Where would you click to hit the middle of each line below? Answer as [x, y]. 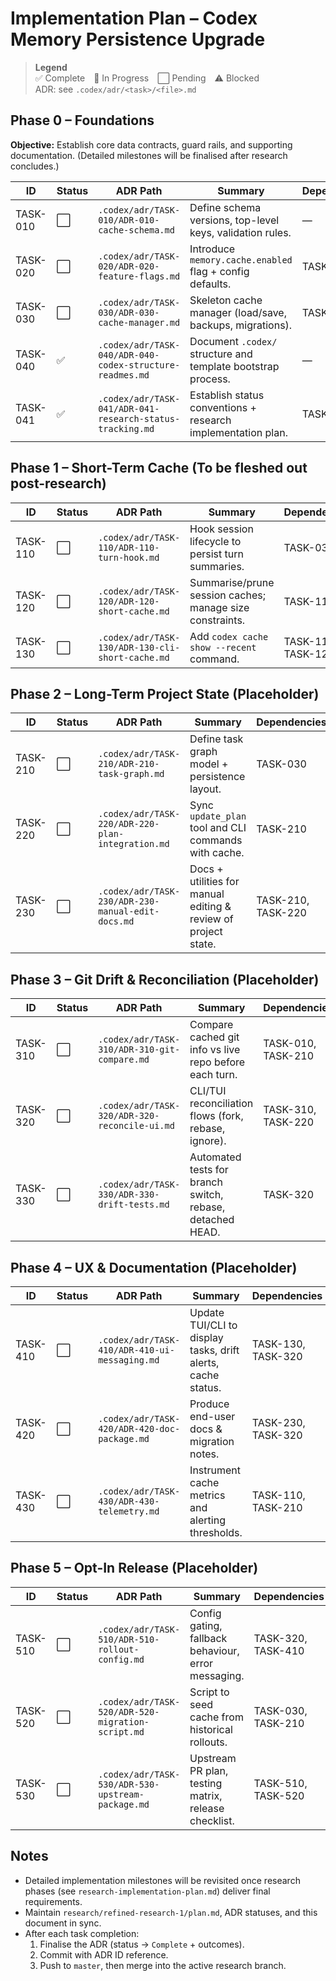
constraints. [217, 620]
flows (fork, [216, 1116]
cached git [214, 1037]
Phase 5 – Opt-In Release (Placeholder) [134, 1568]
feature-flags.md [139, 276]
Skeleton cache [226, 300]
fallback [208, 1638]
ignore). [208, 1141]
